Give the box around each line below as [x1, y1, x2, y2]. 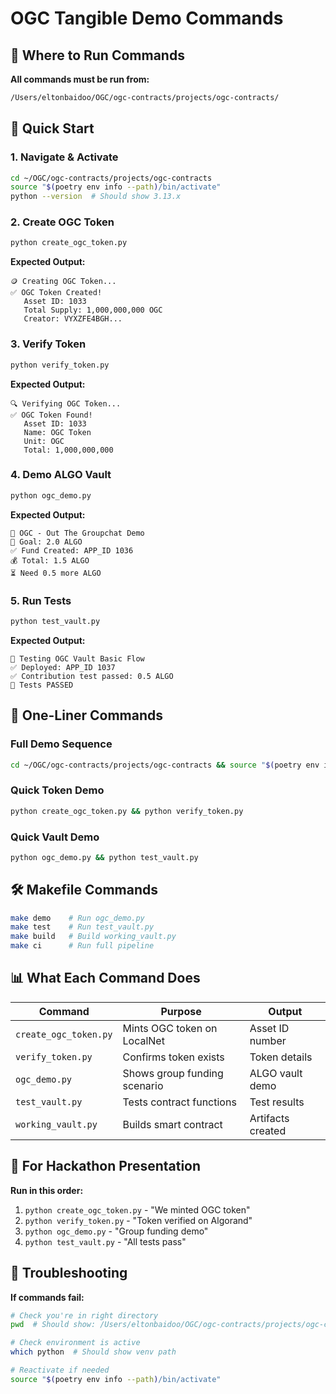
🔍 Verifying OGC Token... [10, 398, 122, 409]
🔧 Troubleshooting [10, 1265, 128, 1282]
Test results [249, 1095, 305, 1109]
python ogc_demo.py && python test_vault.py [10, 852, 199, 862]
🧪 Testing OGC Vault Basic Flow [10, 653, 145, 664]
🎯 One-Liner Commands [10, 707, 164, 724]
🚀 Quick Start [10, 120, 95, 137]
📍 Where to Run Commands [10, 47, 185, 64]
